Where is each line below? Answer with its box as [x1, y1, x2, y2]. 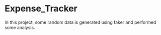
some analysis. [4, 24, 35, 30]
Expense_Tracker [4, 3, 78, 14]
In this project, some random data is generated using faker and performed [4, 19, 157, 25]
